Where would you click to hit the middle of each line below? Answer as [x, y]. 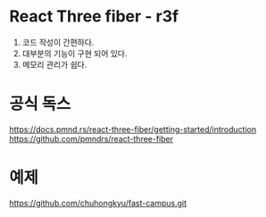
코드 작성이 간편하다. [58, 42]
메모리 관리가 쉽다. [54, 64]
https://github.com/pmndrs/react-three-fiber [91, 138]
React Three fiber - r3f [94, 17]
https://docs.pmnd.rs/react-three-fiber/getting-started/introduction [133, 129]
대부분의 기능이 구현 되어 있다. [75, 53]
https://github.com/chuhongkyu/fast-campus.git [98, 203]
